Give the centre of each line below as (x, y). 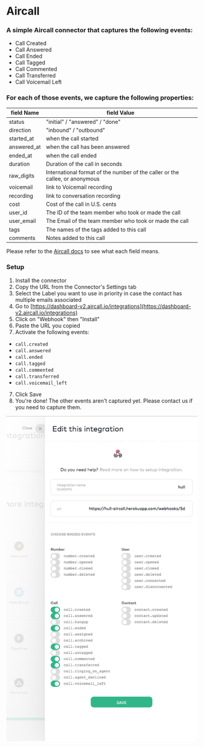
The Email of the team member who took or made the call (117, 221)
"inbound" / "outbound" (76, 130)
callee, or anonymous (73, 179)
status (17, 121)
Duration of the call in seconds (84, 164)
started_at (22, 138)
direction (20, 130)
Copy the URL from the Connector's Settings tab (76, 287)
